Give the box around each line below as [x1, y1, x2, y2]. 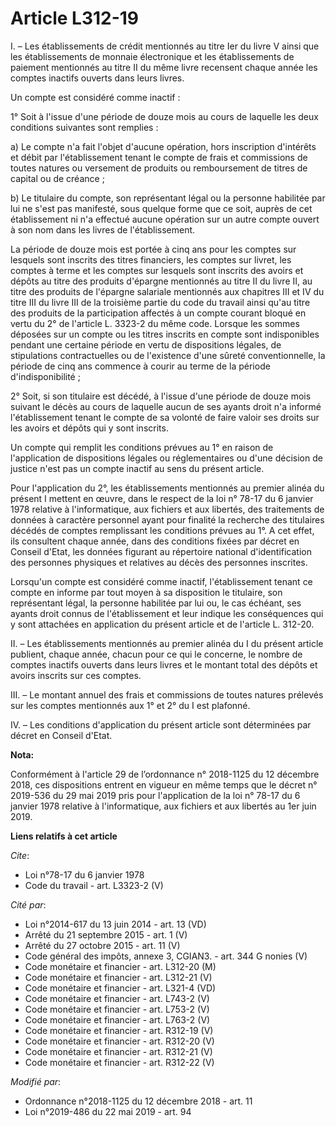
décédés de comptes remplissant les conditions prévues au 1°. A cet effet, [10, 524, 315, 536]
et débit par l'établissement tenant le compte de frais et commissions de [10, 151, 308, 163]
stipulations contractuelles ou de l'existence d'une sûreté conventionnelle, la [10, 349, 326, 361]
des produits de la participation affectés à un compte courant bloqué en [10, 307, 307, 319]
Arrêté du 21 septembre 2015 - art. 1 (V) [24, 928, 188, 941]
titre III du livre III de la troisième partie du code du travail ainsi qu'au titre [10, 296, 311, 308]
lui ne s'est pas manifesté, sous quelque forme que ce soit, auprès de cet [10, 202, 313, 214]
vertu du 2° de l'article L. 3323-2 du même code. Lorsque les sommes [10, 317, 300, 329]
